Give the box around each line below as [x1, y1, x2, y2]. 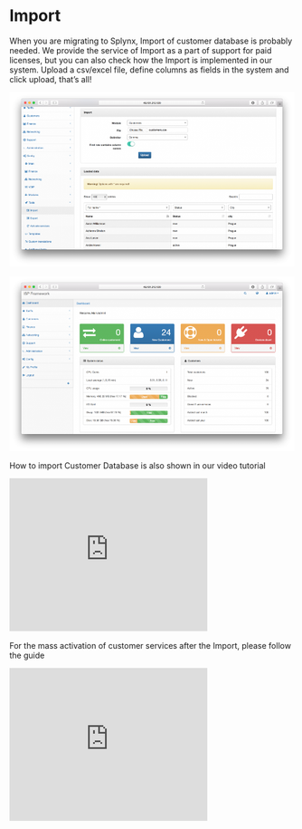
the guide [9, 650, 45, 660]
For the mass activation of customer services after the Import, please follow [9, 640, 292, 651]
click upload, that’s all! [9, 73, 92, 84]
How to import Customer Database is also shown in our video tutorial [9, 459, 266, 471]
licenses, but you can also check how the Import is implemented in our [9, 54, 273, 65]
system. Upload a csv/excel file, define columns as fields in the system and [9, 64, 289, 75]
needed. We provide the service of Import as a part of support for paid [9, 44, 272, 55]
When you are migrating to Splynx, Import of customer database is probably [9, 35, 293, 46]
